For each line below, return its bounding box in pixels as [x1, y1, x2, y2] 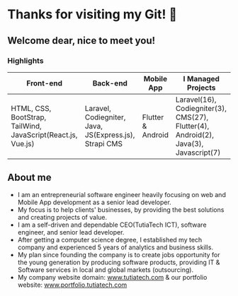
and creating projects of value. [17, 213, 108, 221]
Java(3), [175, 138, 204, 148]
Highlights [7, 56, 44, 66]
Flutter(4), [175, 121, 210, 131]
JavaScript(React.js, [11, 130, 78, 140]
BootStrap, [11, 112, 47, 122]
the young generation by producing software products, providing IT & [17, 258, 220, 266]
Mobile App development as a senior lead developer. [17, 198, 171, 206]
